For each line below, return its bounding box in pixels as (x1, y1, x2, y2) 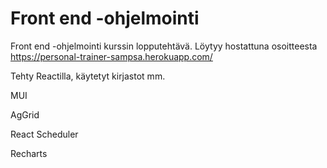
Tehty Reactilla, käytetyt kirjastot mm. (10, 70, 166, 82)
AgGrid (10, 108, 40, 121)
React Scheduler (10, 128, 79, 140)
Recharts (10, 147, 48, 159)
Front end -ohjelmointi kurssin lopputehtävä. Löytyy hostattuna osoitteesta (10, 40, 318, 52)
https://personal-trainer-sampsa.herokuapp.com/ (10, 50, 213, 62)
